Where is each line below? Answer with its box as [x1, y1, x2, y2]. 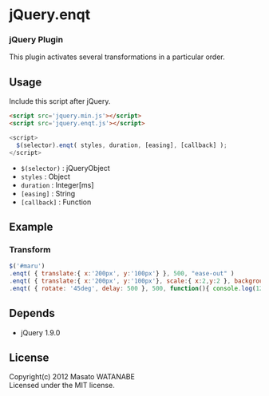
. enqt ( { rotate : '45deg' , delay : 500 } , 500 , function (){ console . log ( [9, 284, 256, 292]
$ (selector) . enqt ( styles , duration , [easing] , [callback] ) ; [16, 141, 227, 149]
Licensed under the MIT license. [9, 381, 115, 390]
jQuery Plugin [9, 34, 63, 46]
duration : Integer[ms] [20, 180, 94, 189]
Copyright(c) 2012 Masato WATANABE [9, 372, 135, 382]
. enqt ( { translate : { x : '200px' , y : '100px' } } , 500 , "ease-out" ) [9, 270, 235, 278]
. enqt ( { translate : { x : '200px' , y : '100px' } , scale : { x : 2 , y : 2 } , [9, 277, 231, 285]
